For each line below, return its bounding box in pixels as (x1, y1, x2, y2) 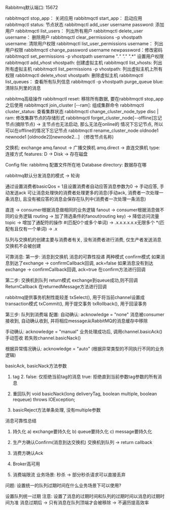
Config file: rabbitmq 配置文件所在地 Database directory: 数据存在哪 (5, 162, 147, 167)
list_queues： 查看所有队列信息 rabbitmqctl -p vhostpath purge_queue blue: (5, 79, 164, 85)
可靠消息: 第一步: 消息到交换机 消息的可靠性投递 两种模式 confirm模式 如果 (5, 254, 161, 260)
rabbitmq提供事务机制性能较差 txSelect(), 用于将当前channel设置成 (5, 294, 145, 300)
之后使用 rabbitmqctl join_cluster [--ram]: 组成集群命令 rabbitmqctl (5, 102, 145, 108)
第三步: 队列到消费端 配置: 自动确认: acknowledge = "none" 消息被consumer (5, 312, 165, 317)
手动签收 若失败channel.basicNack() (5, 335, 81, 341)
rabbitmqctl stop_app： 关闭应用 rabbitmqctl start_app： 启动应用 (5, 15, 143, 21)
